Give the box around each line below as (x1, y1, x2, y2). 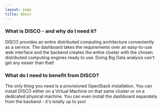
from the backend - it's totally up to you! (5, 99, 87, 105)
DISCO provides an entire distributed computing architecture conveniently (5, 39, 154, 44)
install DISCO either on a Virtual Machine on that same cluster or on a (5, 88, 145, 94)
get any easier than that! (5, 60, 54, 65)
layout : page (5, 7, 32, 12)
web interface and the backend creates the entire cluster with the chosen (5, 49, 153, 55)
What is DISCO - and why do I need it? (5, 28, 97, 35)
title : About (5, 12, 32, 17)
